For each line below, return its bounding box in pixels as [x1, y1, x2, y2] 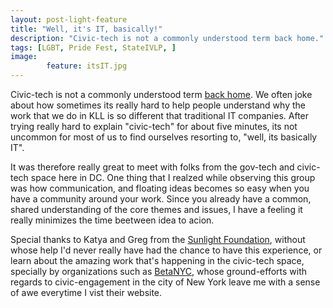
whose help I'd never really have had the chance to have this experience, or [10, 244, 323, 256]
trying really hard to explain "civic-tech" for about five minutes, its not [10, 121, 298, 132]
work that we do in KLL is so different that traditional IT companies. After [10, 110, 310, 121]
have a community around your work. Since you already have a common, [10, 193, 312, 205]
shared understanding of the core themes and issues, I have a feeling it [10, 204, 303, 215]
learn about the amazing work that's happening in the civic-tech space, [10, 255, 305, 266]
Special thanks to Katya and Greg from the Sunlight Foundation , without [10, 234, 306, 245]
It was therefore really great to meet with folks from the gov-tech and [10, 161, 295, 173]
